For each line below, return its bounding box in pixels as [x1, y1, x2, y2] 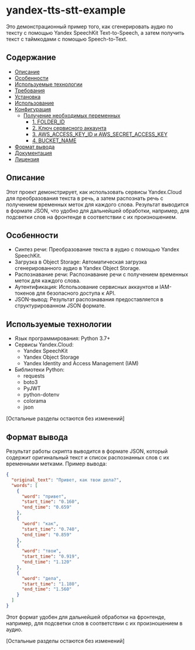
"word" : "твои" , [21, 548, 61, 554]
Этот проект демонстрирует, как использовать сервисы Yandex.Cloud [6, 188, 182, 195]
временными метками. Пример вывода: [6, 460, 107, 467]
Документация [14, 149, 53, 156]
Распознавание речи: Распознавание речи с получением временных [14, 271, 189, 278]
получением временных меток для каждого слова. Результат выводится [6, 201, 189, 208]
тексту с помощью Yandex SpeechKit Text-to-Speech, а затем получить [6, 29, 184, 36]
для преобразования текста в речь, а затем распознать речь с [6, 195, 164, 202]
